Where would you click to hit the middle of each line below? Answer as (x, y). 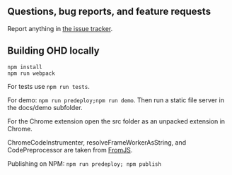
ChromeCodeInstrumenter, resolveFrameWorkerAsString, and (97, 142)
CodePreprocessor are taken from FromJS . (70, 150)
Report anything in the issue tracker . (60, 28)
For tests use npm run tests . (48, 86)
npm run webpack (31, 73)
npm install (25, 67)
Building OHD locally (54, 51)
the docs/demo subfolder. (45, 107)
